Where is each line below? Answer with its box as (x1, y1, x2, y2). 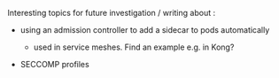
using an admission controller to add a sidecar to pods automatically (19, 25, 270, 35)
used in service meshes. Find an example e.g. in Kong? (33, 42, 235, 52)
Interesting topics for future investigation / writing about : (7, 8, 216, 18)
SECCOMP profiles (19, 59, 89, 69)
